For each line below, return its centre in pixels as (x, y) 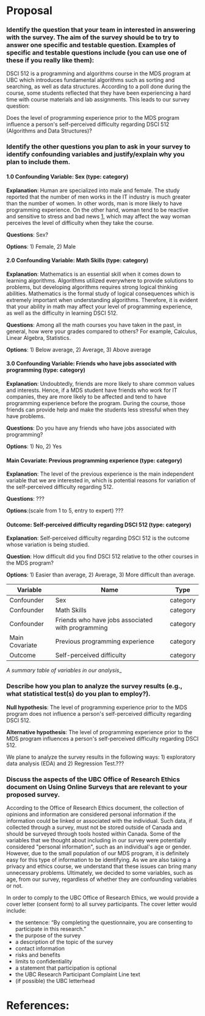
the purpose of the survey (48, 935)
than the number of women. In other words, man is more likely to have (94, 203)
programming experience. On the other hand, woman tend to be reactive (98, 210)
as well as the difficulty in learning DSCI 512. (62, 313)
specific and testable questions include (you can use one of (97, 53)
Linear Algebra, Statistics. (39, 337)
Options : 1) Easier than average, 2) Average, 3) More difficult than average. (101, 575)
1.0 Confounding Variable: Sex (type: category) (67, 177)
